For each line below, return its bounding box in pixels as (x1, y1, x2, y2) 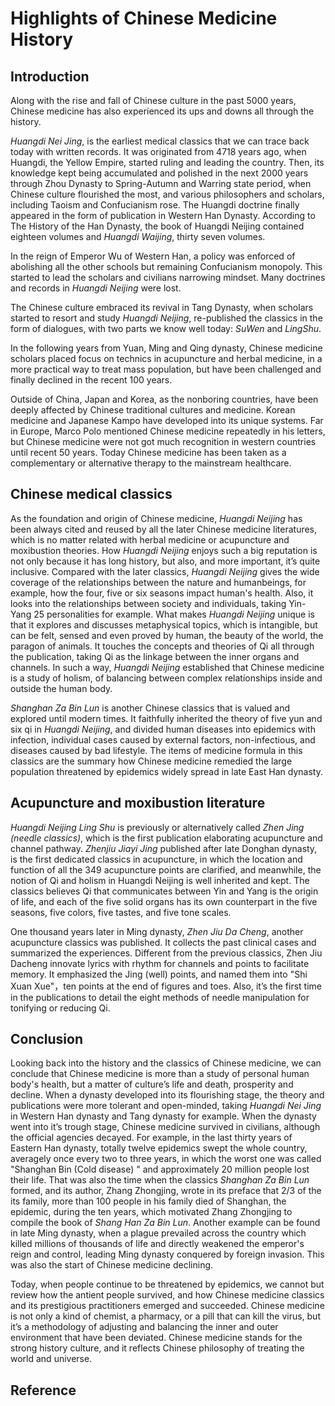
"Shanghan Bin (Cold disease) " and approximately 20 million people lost (10, 1163, 310, 1176)
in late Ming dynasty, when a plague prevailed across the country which (10, 1227, 307, 1239)
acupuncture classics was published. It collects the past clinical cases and (10, 936, 317, 948)
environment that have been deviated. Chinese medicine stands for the (10, 1332, 303, 1344)
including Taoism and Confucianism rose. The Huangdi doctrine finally (10, 199, 300, 211)
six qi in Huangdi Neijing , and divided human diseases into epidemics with (10, 723, 316, 735)
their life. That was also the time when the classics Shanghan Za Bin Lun (10, 1174, 310, 1186)
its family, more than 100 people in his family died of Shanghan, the (10, 1195, 287, 1207)
